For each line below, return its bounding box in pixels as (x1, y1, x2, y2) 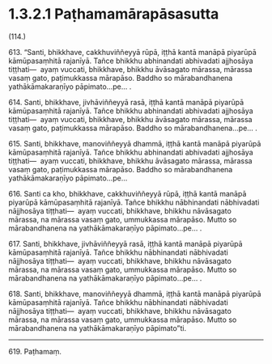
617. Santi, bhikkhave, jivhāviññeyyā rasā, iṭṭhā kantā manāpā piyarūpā (8, 239, 243, 248)
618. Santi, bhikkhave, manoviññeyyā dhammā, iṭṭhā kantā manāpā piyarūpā (8, 289, 261, 298)
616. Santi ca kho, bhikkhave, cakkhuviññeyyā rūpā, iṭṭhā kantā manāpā (8, 188, 247, 198)
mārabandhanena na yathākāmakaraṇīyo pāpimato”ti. (8, 323, 187, 332)
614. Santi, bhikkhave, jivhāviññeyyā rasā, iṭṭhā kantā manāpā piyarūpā (8, 97, 244, 107)
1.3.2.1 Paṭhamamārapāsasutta (8, 5, 219, 23)
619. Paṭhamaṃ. (8, 346, 62, 356)
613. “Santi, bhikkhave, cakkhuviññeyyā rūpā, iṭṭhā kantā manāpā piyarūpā (8, 47, 257, 57)
